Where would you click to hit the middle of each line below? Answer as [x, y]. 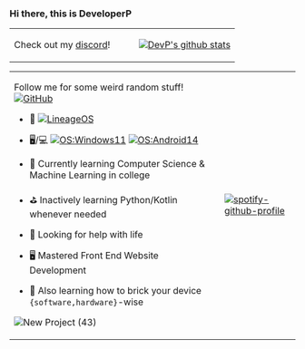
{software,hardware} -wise [86, 302]
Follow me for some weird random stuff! [99, 87]
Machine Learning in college [90, 175]
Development [58, 270]
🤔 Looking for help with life [86, 235]
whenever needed [68, 214]
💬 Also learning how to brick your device [116, 291]
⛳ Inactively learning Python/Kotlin [104, 200]
